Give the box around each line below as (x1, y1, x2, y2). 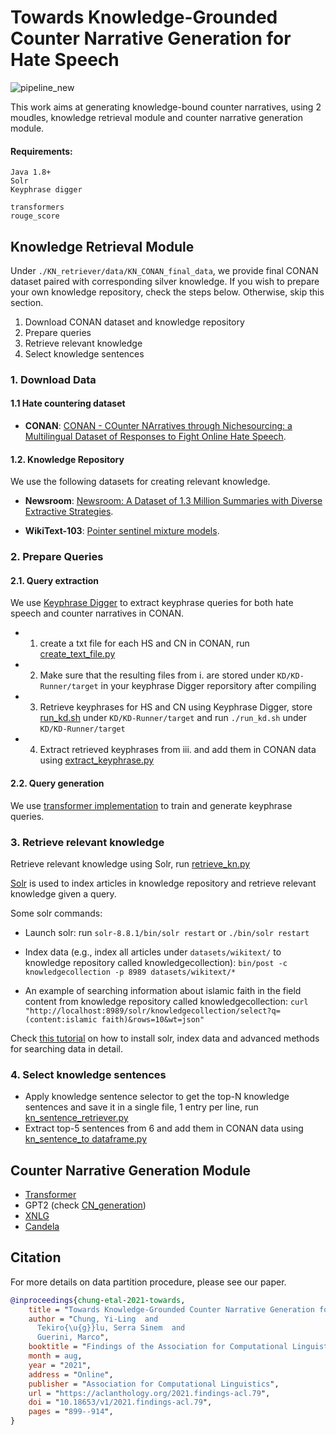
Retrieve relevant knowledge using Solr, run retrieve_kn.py (10, 857, 251, 870)
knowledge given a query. (10, 887, 117, 900)
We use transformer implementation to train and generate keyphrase (10, 799, 293, 811)
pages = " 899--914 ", (28, 1407, 114, 1417)
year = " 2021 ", (28, 1360, 92, 1370)
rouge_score (10, 211, 60, 221)
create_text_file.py (39, 648, 116, 660)
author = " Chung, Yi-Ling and (28, 1314, 159, 1324)
